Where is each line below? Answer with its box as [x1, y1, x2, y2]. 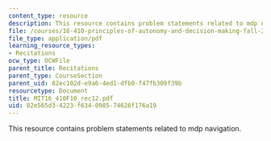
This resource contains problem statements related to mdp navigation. [8, 124, 242, 134]
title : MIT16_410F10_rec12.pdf [8, 94, 114, 102]
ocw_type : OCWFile [8, 57, 70, 65]
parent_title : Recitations [8, 64, 99, 73]
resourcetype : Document [8, 86, 89, 95]
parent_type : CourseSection [8, 72, 103, 80]
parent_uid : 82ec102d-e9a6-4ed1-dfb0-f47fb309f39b [8, 79, 182, 87]
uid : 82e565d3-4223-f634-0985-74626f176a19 [8, 102, 157, 110]
